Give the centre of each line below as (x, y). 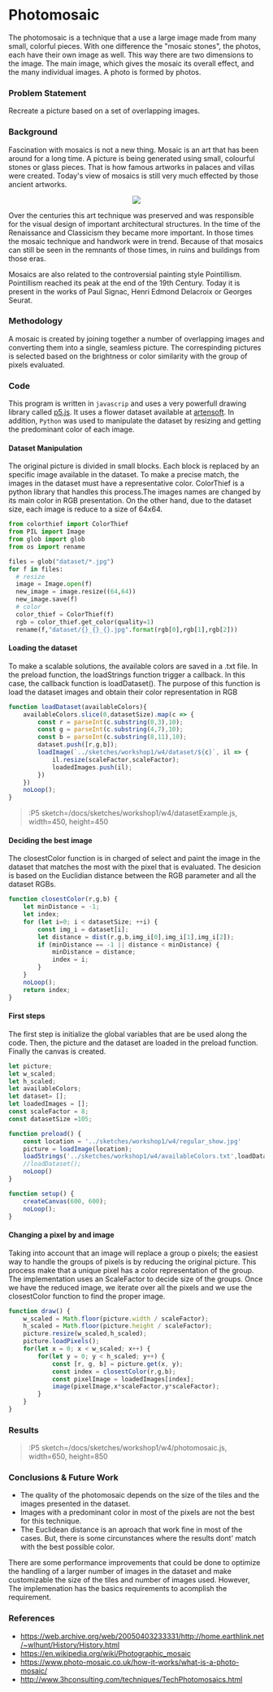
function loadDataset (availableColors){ (78, 707)
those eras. (27, 259)
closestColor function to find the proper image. (87, 1296)
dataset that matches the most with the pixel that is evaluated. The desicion (135, 867)
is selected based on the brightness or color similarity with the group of (128, 356)
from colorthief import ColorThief (69, 524)
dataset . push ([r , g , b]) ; (78, 745)
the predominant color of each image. (71, 429)
